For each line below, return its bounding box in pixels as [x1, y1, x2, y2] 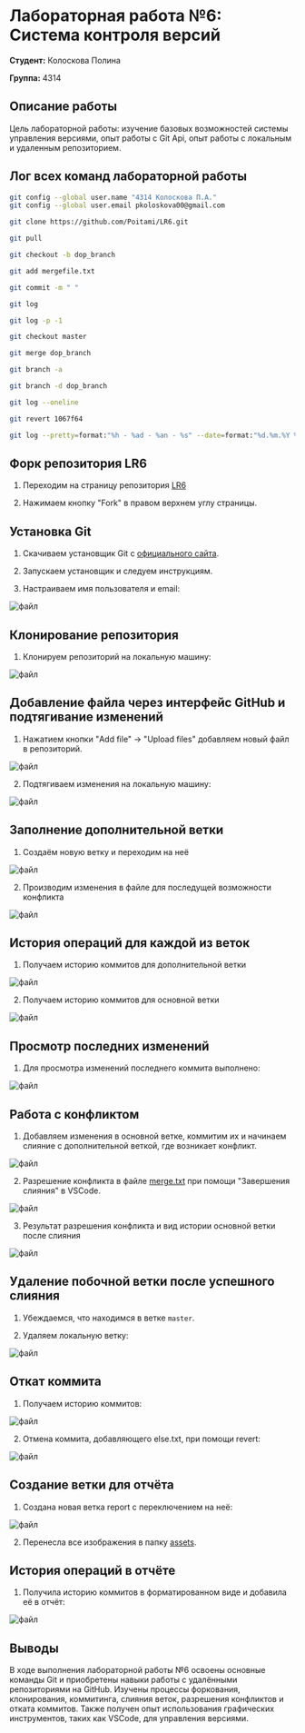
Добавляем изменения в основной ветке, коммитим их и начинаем [22, 1130, 287, 1141]
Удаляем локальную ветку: [22, 1330, 129, 1340]
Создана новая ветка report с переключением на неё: [22, 1501, 233, 1512]
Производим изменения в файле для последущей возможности [22, 881, 272, 892]
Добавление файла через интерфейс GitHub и [9, 695, 286, 711]
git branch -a [9, 365, 64, 374]
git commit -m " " [9, 283, 79, 292]
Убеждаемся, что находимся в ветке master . [22, 1312, 195, 1323]
